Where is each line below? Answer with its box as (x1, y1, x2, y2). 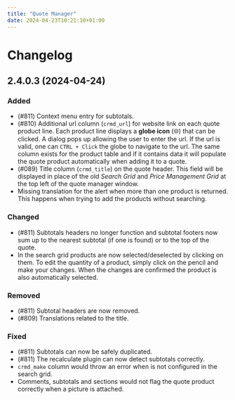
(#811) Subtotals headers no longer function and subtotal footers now (17, 228, 218, 236)
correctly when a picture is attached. (17, 385, 124, 394)
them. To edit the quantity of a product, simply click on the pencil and (17, 258, 219, 266)
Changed (7, 212, 40, 222)
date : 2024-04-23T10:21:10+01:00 (7, 17, 105, 24)
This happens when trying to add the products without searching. (17, 195, 207, 203)
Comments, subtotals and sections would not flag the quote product (17, 378, 215, 386)
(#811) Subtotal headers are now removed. (17, 307, 140, 315)
